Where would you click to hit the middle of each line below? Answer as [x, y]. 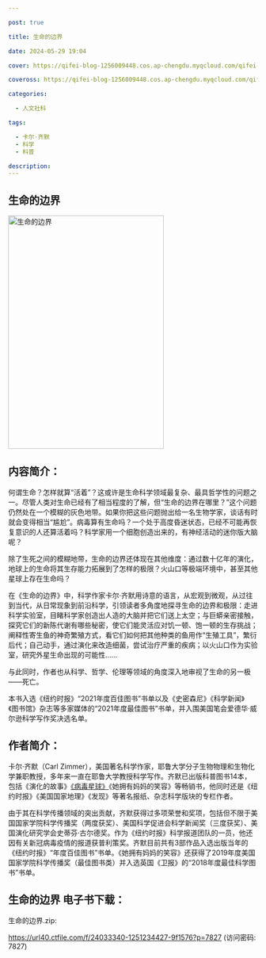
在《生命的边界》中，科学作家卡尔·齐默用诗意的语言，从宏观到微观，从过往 [131, 595]
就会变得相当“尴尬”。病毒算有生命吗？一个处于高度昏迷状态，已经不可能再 [129, 522]
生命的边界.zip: [32, 920]
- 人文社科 [31, 109]
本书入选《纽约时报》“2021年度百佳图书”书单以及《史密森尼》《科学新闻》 [127, 698]
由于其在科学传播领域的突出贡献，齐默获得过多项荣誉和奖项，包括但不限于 [129, 813]
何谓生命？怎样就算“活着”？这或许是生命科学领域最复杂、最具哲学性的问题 [129, 492]
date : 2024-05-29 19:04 [47, 51]
